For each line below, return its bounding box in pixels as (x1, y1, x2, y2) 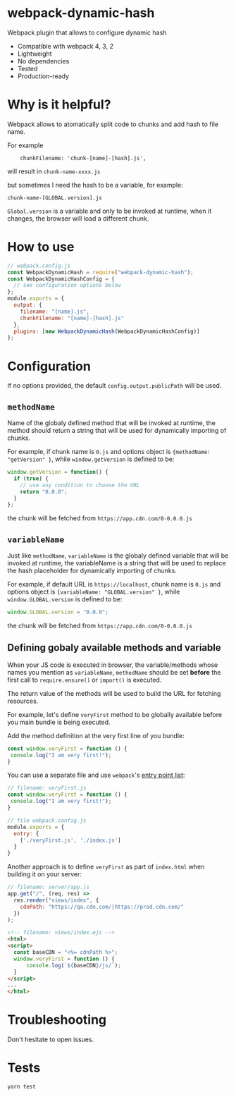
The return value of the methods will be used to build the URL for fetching (7, 689, 221, 697)
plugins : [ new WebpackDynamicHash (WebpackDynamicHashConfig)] (13, 328, 200, 335)
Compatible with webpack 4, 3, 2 (17, 42, 114, 50)
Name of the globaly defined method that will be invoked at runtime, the (7, 419, 216, 427)
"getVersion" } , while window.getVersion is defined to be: (7, 455, 175, 463)
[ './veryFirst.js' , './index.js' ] (20, 837, 121, 844)
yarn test (7, 1084, 37, 1091)
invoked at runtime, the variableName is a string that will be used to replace (7, 559, 227, 568)
